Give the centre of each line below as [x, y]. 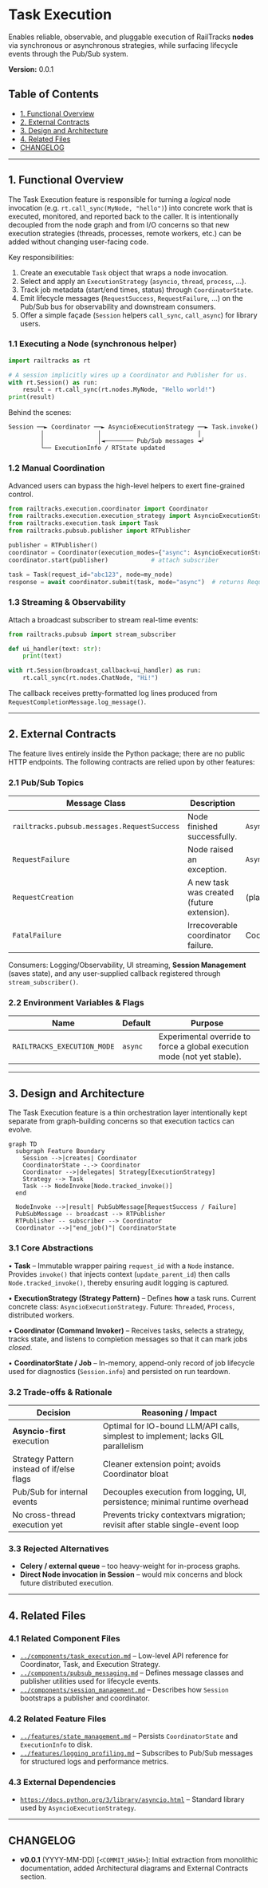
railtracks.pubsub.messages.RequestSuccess [96, 827]
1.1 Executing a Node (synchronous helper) [93, 344]
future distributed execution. [67, 1583]
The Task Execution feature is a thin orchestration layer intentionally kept [128, 1113]
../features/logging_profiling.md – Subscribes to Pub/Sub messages [136, 1753]
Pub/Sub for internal [50, 1491]
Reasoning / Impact [179, 1412]
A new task [208, 883]
